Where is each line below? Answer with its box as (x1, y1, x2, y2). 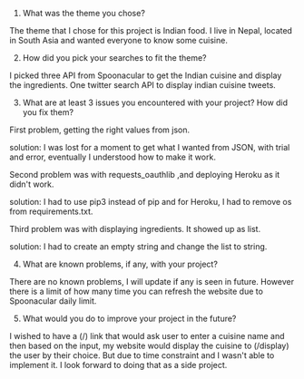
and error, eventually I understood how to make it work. (9, 151, 216, 162)
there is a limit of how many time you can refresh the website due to (9, 286, 263, 296)
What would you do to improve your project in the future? (22, 313, 237, 324)
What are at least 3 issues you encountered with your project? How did (22, 97, 289, 108)
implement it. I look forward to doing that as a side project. (9, 360, 228, 370)
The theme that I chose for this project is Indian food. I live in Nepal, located (9, 25, 293, 35)
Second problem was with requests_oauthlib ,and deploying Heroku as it (9, 170, 280, 180)
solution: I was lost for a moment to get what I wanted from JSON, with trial (9, 142, 290, 152)
